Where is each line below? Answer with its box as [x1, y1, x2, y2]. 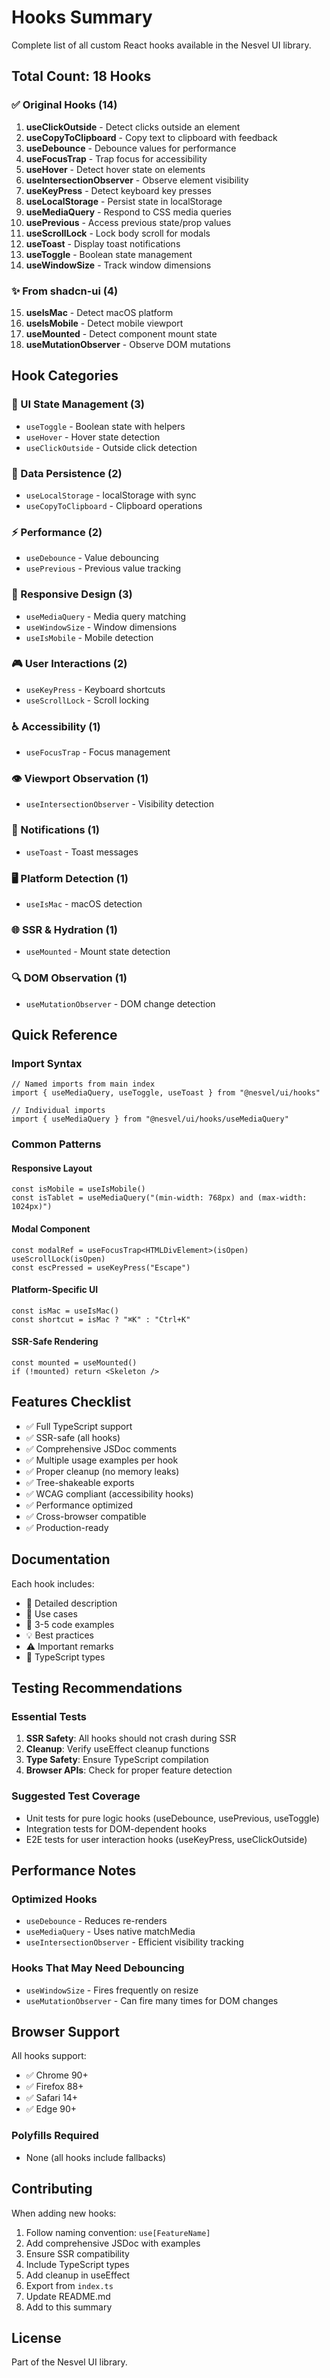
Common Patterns [11, 1137, 102, 1151]
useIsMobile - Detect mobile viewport [25, 317, 184, 329]
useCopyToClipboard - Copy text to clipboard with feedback [25, 131, 278, 143]
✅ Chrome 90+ [25, 2069, 89, 2081]
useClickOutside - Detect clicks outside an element [25, 121, 241, 133]
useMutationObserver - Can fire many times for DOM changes [25, 1994, 279, 2006]
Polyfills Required [11, 2129, 99, 2143]
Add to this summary [25, 2301, 113, 2313]
